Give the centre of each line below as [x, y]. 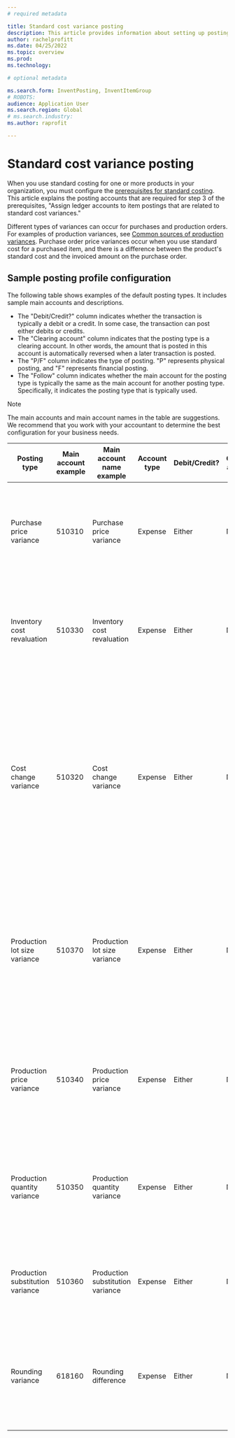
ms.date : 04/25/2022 [37, 46]
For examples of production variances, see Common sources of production [115, 234]
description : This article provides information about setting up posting [119, 33]
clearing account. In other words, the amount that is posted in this [112, 346]
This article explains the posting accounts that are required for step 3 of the [116, 198]
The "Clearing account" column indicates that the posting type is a [113, 338]
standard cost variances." [44, 213]
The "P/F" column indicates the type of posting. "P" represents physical [121, 360]
